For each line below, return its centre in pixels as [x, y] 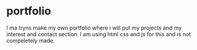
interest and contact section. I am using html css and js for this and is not [99, 34]
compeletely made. [31, 40]
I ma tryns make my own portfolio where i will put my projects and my [94, 28]
